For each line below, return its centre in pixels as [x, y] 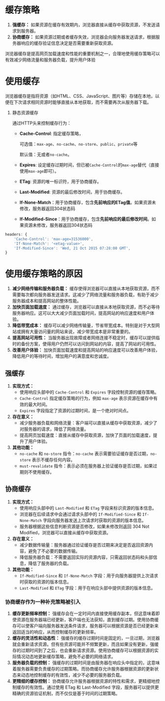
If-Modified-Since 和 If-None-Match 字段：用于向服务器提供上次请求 [89, 576]
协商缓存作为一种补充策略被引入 [43, 602]
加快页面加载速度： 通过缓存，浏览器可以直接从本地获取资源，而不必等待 [86, 307]
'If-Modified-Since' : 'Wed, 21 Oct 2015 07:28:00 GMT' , [72, 248]
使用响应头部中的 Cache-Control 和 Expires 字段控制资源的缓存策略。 [89, 392]
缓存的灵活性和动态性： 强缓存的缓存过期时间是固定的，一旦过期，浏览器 [86, 638]
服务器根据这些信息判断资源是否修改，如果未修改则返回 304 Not [84, 526]
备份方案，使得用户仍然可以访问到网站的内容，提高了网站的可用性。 [90, 344]
